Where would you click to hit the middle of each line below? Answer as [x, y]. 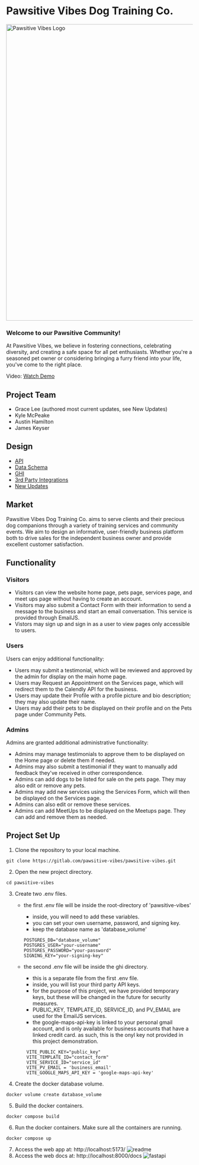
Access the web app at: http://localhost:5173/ [70, 1149]
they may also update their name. [55, 701]
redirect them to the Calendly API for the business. [76, 689]
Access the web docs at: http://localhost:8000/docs [78, 1156]
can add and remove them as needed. [61, 817]
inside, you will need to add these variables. [86, 917]
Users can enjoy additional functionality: [55, 659]
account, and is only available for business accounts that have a [110, 1028]
